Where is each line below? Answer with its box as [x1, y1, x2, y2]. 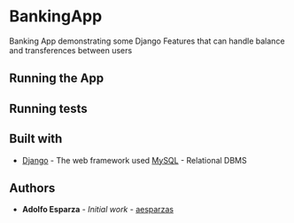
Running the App [9, 71, 104, 86]
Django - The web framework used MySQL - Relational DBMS [21, 155, 247, 165]
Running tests [9, 100, 89, 116]
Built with [9, 131, 63, 147]
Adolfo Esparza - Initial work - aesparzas [21, 204, 174, 215]
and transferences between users [9, 44, 133, 55]
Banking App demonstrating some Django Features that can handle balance [9, 36, 285, 46]
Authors [9, 180, 56, 195]
